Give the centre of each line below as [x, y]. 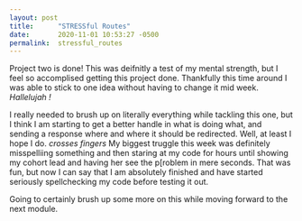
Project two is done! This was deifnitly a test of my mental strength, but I [144, 69]
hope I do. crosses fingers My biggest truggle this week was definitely [140, 143]
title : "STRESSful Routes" [70, 26]
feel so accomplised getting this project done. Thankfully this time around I [148, 78]
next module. [34, 209]
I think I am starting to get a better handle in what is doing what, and [136, 124]
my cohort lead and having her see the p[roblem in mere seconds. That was [150, 162]
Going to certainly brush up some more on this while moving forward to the [149, 199]
